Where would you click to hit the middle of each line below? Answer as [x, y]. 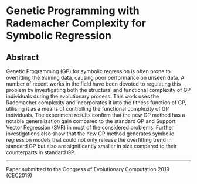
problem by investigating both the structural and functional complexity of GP [98, 90]
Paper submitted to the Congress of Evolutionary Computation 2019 [88, 169]
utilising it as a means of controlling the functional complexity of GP [88, 109]
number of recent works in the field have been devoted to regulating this [94, 84]
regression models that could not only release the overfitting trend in [89, 140]
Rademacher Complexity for [76, 23]
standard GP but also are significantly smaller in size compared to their [91, 146]
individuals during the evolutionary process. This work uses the [83, 96]
